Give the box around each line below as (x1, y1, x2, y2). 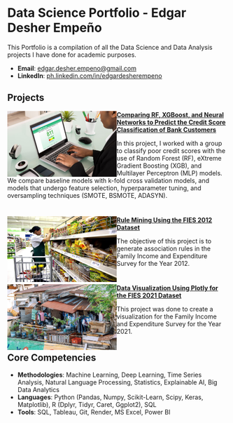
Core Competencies (7, 352, 97, 364)
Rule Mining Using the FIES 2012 (116, 215, 213, 224)
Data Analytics (17, 385, 59, 394)
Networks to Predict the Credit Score (116, 118, 226, 126)
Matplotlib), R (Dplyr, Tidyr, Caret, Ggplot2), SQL (17, 400, 157, 408)
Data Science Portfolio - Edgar (7, 5, 187, 21)
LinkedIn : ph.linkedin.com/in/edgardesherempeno (17, 72, 162, 80)
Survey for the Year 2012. (116, 259, 190, 267)
